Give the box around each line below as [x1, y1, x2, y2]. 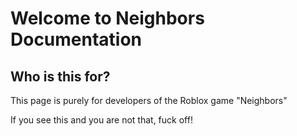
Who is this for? [10, 68, 111, 85]
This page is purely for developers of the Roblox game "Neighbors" [10, 95, 288, 106]
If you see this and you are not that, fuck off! [10, 114, 193, 126]
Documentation [10, 28, 143, 51]
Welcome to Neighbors [10, 7, 205, 30]
